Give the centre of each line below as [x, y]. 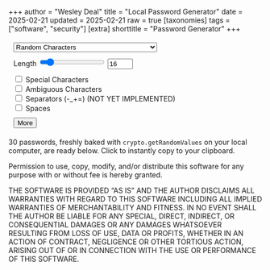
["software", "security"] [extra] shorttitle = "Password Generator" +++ [125, 29]
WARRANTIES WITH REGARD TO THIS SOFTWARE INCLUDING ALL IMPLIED [135, 199]
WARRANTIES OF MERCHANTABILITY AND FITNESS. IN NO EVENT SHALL [133, 208]
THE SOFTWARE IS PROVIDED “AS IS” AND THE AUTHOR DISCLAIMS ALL [132, 190]
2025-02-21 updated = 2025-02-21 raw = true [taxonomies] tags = [119, 20]
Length [25, 63]
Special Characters [57, 79]
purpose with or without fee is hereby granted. [85, 175]
